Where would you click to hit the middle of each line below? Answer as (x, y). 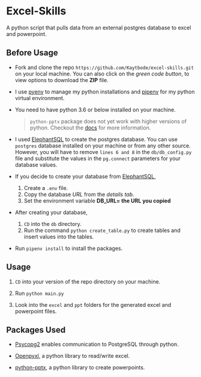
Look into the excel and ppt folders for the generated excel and (93, 304)
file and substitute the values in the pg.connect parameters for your (98, 158)
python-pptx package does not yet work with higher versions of (108, 121)
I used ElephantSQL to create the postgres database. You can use (96, 139)
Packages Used (36, 330)
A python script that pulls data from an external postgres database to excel (99, 28)
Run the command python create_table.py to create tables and (102, 230)
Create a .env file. (46, 188)
